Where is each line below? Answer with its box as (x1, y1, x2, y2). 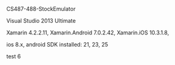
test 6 (6, 53, 21, 60)
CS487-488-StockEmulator (6, 6, 76, 12)
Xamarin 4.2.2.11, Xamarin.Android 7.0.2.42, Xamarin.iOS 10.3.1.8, (6, 29, 169, 36)
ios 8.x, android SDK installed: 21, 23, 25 (6, 41, 109, 48)
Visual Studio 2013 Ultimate (6, 17, 76, 24)
